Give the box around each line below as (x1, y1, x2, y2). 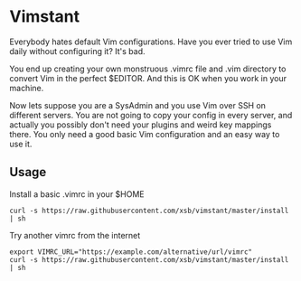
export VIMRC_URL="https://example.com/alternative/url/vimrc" (9, 247, 253, 257)
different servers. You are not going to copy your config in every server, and (9, 109, 293, 120)
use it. (9, 138, 33, 149)
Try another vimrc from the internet (9, 229, 141, 240)
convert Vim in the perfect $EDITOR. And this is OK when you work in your (9, 72, 287, 83)
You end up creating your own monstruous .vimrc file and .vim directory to (9, 63, 287, 74)
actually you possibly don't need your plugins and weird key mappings (9, 119, 272, 130)
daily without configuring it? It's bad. (9, 45, 146, 56)
